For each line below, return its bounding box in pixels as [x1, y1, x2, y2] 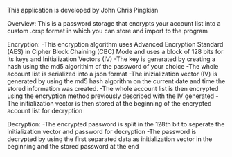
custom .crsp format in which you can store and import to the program [7, 27, 208, 35]
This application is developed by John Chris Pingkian [7, 6, 159, 14]
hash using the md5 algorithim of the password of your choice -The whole [7, 63, 219, 70]
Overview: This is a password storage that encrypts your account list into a [7, 19, 221, 27]
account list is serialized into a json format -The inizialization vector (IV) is [7, 69, 217, 78]
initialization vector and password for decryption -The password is [7, 128, 197, 135]
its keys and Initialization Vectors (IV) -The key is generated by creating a [7, 55, 216, 63]
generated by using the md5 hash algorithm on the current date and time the [7, 77, 226, 85]
